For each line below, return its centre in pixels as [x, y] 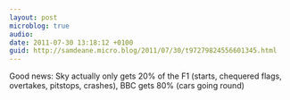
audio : [21, 34]
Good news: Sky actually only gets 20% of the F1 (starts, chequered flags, [146, 76]
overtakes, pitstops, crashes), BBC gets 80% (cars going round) [127, 86]
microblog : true [39, 26]
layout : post [33, 17]
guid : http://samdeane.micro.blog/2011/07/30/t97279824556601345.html [143, 51]
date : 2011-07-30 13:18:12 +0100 [71, 42]
